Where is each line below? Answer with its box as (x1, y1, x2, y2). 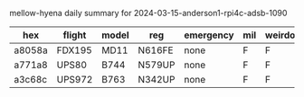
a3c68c (14, 74, 48, 85)
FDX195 (56, 44, 92, 57)
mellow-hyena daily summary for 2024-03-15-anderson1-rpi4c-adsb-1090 (9, 8, 288, 18)
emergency (184, 29, 234, 41)
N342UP (138, 74, 176, 85)
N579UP (138, 58, 176, 71)
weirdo (265, 29, 296, 41)
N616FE (138, 44, 174, 57)
